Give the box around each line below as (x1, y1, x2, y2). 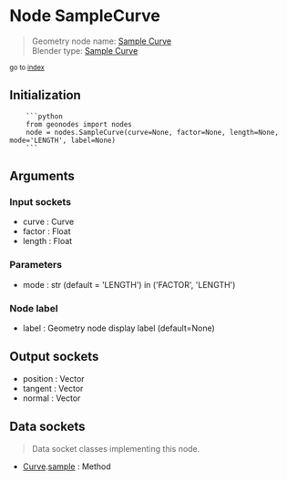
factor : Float (22, 226, 71, 237)
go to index (9, 63, 46, 72)
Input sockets (9, 196, 71, 209)
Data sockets (9, 419, 86, 435)
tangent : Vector (22, 383, 84, 394)
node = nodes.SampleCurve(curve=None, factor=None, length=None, (26, 128, 280, 137)
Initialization (9, 87, 82, 103)
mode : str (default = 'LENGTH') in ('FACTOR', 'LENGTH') (22, 279, 236, 290)
